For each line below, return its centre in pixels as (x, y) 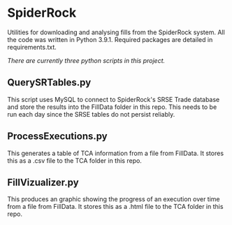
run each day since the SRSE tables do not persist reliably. (91, 114)
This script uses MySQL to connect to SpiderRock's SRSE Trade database (114, 99)
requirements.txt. (32, 47)
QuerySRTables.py (49, 83)
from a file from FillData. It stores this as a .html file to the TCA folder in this (115, 207)
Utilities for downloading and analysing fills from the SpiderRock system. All (116, 32)
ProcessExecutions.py (57, 137)
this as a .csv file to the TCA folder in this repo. (74, 160)
